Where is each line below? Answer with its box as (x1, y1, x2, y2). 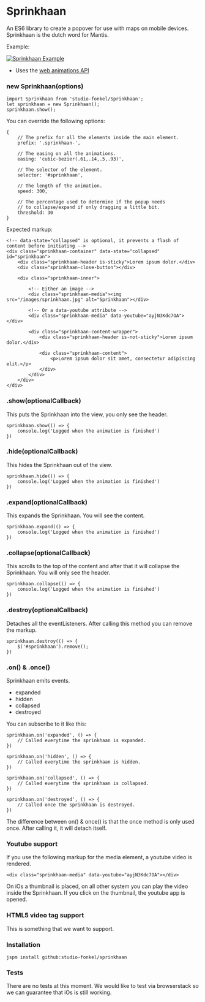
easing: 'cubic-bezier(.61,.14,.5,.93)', (17, 156, 124, 162)
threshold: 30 (17, 210, 53, 216)
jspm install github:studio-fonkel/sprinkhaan (6, 954, 127, 960)
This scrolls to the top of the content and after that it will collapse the (6, 563, 180, 570)
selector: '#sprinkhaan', (17, 172, 84, 178)
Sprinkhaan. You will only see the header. (6, 569, 111, 577)
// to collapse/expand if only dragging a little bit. (17, 204, 160, 211)
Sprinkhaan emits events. (6, 677, 70, 685)
